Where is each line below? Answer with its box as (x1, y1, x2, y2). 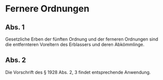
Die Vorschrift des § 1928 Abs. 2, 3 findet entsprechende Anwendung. (5, 69, 151, 75)
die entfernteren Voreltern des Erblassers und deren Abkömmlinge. (5, 41, 145, 47)
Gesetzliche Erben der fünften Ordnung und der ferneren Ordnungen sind (5, 36, 158, 42)
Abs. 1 (5, 23, 25, 31)
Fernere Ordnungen (5, 3, 90, 14)
